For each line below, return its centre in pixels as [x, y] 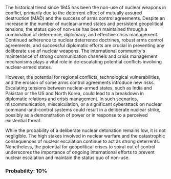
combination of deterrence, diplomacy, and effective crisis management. [82, 35]
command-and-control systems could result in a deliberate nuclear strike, [83, 110]
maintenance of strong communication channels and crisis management [81, 56]
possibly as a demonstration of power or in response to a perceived [77, 115]
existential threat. [24, 120]
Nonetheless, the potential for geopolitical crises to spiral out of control [80, 147]
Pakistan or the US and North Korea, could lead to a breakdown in [75, 93]
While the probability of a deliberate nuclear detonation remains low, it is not [85, 130]
